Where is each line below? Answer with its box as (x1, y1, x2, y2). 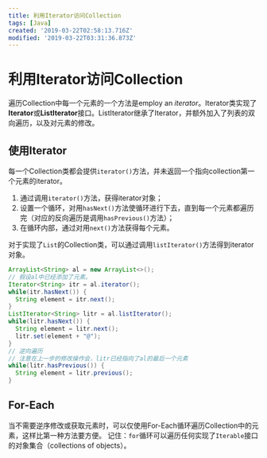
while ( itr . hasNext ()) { (8, 288, 87, 296)
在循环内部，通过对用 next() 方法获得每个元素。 (19, 223, 174, 232)
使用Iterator (8, 144, 68, 157)
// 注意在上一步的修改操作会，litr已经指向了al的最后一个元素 (8, 355, 188, 363)
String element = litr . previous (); (15, 369, 133, 378)
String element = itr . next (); (15, 295, 115, 303)
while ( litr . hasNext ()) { (8, 317, 91, 326)
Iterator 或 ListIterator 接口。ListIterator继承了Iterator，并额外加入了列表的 (8, 108, 249, 118)
